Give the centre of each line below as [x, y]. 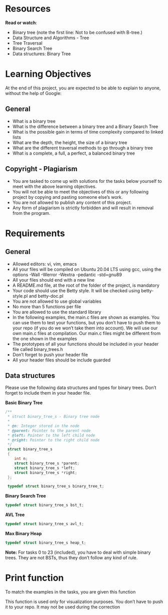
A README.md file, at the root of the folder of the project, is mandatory [86, 285]
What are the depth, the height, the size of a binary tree [70, 142]
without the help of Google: [33, 93]
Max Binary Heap [24, 534]
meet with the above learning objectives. [54, 186]
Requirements [35, 233]
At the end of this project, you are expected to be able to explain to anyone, [83, 88]
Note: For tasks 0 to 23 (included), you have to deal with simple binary [78, 552]
